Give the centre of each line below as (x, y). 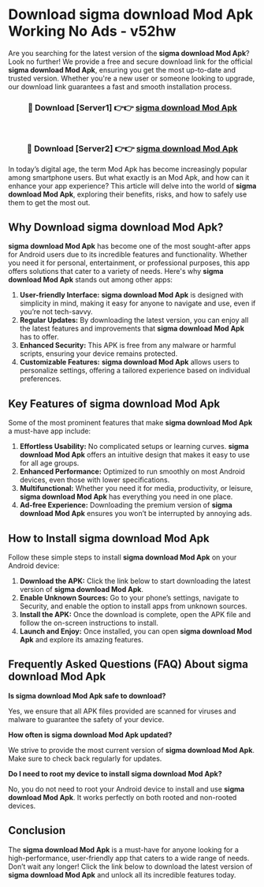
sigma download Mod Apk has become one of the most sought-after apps (129, 246)
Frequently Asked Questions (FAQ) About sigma (128, 664)
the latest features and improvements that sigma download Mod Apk (132, 328)
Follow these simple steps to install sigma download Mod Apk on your (123, 557)
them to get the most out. (49, 202)
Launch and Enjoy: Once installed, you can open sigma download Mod (136, 631)
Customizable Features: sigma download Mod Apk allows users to (129, 362)
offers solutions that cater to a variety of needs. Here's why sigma (116, 271)
